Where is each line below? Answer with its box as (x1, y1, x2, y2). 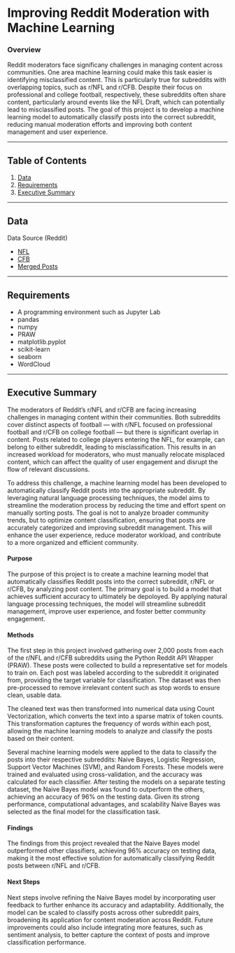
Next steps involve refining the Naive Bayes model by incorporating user (7, 893, 216, 902)
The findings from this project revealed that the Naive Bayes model (7, 839, 200, 848)
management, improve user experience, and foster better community (7, 607, 206, 615)
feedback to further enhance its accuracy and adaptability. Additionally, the (7, 900, 225, 909)
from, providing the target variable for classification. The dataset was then (7, 676, 222, 684)
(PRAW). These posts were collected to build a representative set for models (7, 661, 228, 670)
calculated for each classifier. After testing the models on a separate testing (7, 778, 226, 786)
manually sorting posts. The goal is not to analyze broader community (7, 508, 209, 517)
